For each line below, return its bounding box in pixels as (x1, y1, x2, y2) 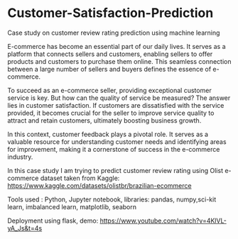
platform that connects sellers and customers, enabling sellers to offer (7, 50, 213, 58)
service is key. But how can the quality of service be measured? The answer (7, 94, 231, 102)
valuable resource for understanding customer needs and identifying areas (7, 137, 227, 146)
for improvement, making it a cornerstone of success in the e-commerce (7, 145, 220, 153)
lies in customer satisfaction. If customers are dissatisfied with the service (7, 101, 225, 109)
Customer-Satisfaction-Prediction (7, 5, 214, 21)
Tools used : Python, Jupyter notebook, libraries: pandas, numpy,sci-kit (7, 195, 217, 204)
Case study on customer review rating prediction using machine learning (7, 28, 220, 37)
